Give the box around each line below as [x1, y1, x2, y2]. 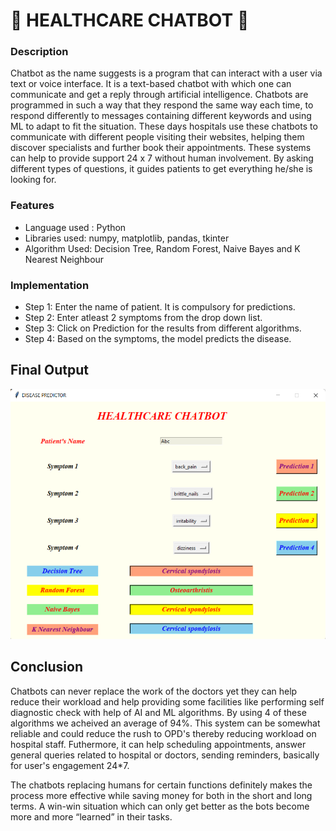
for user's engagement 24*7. [10, 759, 130, 771]
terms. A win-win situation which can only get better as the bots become [10, 800, 310, 812]
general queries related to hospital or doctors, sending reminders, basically [10, 749, 320, 761]
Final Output [10, 362, 89, 379]
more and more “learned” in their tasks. [10, 810, 173, 823]
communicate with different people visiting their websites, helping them [10, 131, 305, 143]
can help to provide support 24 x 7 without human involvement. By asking [10, 152, 314, 164]
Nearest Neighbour [24, 253, 105, 265]
